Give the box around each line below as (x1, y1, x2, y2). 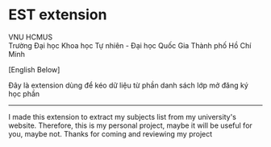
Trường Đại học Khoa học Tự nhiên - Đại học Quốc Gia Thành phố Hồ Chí (8, 40, 252, 50)
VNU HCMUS (8, 32, 53, 42)
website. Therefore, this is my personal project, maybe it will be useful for (8, 120, 252, 130)
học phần (8, 88, 40, 98)
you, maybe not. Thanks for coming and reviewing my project (8, 129, 213, 138)
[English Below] (8, 64, 60, 74)
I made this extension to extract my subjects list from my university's (8, 112, 236, 121)
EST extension (8, 6, 107, 24)
